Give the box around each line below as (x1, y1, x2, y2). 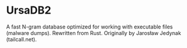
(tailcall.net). (6, 36, 37, 43)
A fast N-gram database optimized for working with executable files (6, 23, 173, 30)
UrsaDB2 (6, 4, 52, 17)
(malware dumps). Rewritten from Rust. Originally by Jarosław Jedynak (6, 29, 181, 36)
